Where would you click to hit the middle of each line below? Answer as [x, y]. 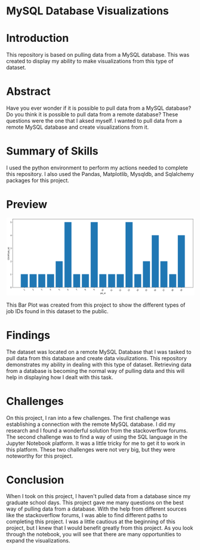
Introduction [38, 38]
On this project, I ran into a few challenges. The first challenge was [88, 418]
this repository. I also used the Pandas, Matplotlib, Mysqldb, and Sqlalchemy [100, 174]
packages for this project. [38, 180]
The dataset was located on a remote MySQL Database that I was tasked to [99, 352]
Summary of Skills [52, 151]
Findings [28, 335]
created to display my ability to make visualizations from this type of [90, 61]
